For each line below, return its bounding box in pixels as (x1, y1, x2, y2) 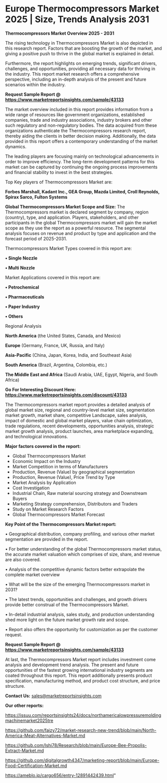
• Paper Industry (5, 304, 40, 310)
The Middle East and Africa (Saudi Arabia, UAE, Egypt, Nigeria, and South (5, 371, 158, 377)
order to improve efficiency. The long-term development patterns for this (5, 158, 155, 164)
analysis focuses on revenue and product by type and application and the (5, 230, 156, 236)
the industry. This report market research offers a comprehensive (5, 71, 140, 77)
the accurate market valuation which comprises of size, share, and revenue (5, 551, 160, 557)
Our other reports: (5, 702, 44, 708)
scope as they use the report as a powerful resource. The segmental (5, 225, 146, 231)
